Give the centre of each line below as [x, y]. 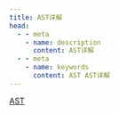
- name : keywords [57, 68]
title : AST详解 [36, 17]
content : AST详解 [63, 51]
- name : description [63, 42]
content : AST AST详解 [71, 76]
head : [19, 26]
